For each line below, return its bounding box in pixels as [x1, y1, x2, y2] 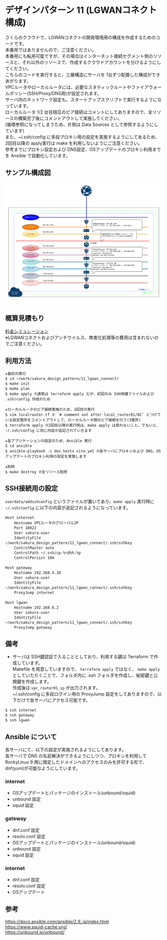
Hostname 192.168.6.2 [14, 605, 59, 610]
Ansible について [5, 732, 57, 741]
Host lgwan [5, 600, 28, 605]
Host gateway [5, 565, 32, 570]
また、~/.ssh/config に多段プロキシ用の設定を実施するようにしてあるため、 [5, 134, 160, 140]
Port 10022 [14, 525, 37, 530]
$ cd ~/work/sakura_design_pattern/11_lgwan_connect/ [5, 376, 119, 381]
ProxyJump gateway [14, 625, 52, 630]
